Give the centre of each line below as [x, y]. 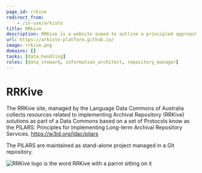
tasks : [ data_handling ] [36, 56]
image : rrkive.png [29, 46]
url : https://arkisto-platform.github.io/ [60, 40]
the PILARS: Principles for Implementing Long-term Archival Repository [94, 127]
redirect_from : [25, 17]
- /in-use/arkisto [40, 23]
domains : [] [21, 51]
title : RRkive [24, 29]
